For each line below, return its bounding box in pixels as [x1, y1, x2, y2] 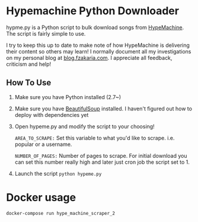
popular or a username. [14, 141, 72, 148]
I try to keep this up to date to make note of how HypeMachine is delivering [6, 42, 190, 49]
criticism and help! [6, 61, 52, 68]
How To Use [6, 78, 52, 88]
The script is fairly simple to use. [6, 30, 86, 37]
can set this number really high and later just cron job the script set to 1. [14, 158, 190, 166]
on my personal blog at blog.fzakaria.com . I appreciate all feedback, [6, 54, 173, 61]
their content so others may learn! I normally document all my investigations [6, 47, 191, 55]
